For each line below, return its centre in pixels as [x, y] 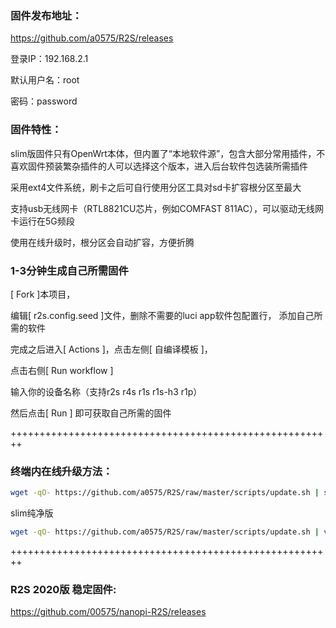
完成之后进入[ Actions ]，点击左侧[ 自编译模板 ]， [111, 349]
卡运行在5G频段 [42, 221]
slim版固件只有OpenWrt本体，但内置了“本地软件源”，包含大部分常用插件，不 [168, 153]
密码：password [44, 101]
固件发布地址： [46, 15]
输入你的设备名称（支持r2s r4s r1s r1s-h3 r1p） [106, 391]
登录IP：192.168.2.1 [49, 59]
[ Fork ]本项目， [43, 294]
